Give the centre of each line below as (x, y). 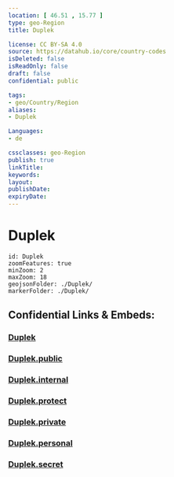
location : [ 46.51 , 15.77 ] (56, 15)
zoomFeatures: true (40, 263)
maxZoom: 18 (27, 277)
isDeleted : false (36, 59)
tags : (17, 95)
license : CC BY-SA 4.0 (45, 44)
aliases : (22, 110)
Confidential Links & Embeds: (82, 315)
